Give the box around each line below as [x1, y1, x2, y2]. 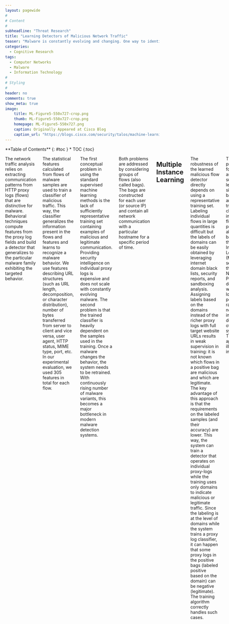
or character [42, 296, 68, 302]
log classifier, [190, 536, 217, 542]
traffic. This [42, 203, 66, 208]
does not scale [80, 281, 110, 286]
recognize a [42, 249, 67, 255]
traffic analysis [5, 161, 35, 167]
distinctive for [5, 203, 33, 208]
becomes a [80, 400, 103, 407]
